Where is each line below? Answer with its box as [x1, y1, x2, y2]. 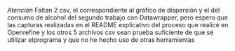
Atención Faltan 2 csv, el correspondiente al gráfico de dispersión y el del [7, 6, 220, 14]
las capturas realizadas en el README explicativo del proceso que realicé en [7, 21, 229, 29]
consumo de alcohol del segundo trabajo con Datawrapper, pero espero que [7, 13, 229, 22]
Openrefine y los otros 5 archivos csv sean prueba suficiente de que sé [7, 28, 214, 36]
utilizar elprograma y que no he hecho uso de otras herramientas [7, 36, 195, 44]
